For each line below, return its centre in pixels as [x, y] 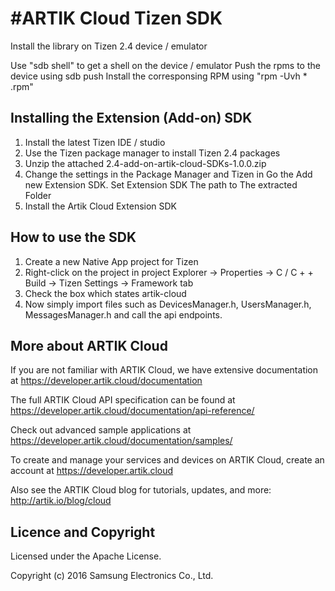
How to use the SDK [73, 237]
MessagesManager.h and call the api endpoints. [123, 314]
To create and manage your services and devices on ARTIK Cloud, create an [167, 460]
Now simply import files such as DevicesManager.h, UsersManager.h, [168, 304]
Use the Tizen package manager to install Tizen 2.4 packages [152, 153]
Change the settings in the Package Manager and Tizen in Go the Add [168, 174]
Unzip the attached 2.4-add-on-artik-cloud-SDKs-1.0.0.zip [145, 163]
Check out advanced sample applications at [101, 430]
